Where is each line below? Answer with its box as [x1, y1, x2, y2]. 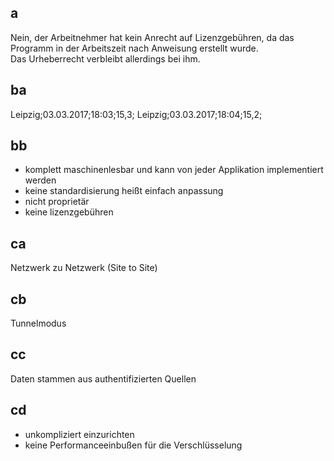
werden [24, 174, 57, 186]
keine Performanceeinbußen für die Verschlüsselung [24, 439, 243, 451]
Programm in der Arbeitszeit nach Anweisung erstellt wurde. [10, 42, 259, 54]
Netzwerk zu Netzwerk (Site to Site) [10, 262, 158, 274]
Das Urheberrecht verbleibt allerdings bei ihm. [10, 52, 201, 65]
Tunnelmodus [10, 317, 67, 330]
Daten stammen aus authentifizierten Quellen [10, 372, 197, 385]
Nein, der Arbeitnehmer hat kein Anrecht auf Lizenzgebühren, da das [10, 31, 295, 43]
